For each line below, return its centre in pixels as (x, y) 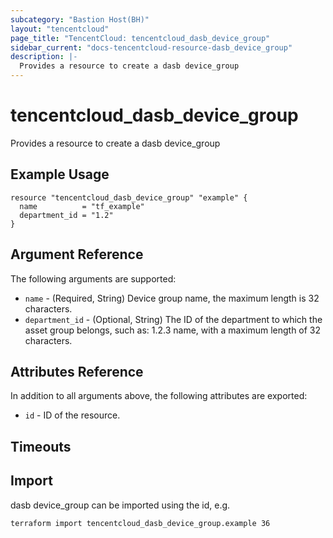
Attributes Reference (77, 371)
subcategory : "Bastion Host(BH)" (80, 19)
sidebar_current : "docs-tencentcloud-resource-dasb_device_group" (151, 47)
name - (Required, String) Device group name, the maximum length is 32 (172, 298)
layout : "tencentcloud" (60, 29)
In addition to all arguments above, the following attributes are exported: (159, 396)
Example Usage (60, 174)
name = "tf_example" (82, 206)
